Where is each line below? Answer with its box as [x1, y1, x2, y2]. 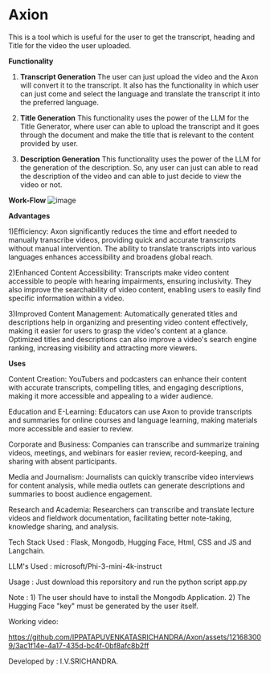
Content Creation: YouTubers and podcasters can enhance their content [8, 374, 247, 383]
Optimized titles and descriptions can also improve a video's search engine [8, 334, 257, 344]
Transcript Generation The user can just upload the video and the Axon [19, 71, 259, 81]
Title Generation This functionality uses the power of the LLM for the [19, 112, 249, 122]
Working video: [8, 616, 59, 626]
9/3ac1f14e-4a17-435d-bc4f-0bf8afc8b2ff [8, 640, 149, 650]
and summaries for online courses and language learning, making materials [8, 415, 258, 425]
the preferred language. [19, 97, 99, 107]
